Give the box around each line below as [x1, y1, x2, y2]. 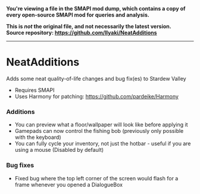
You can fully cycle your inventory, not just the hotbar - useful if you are [14, 140, 191, 147]
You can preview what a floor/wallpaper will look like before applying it [14, 121, 188, 128]
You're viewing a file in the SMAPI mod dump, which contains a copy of [6, 5, 186, 12]
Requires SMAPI [14, 86, 55, 94]
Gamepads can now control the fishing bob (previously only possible [14, 128, 184, 135]
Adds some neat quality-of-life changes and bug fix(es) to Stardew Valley [6, 75, 186, 82]
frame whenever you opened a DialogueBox [14, 181, 123, 188]
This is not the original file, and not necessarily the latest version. [6, 23, 171, 30]
